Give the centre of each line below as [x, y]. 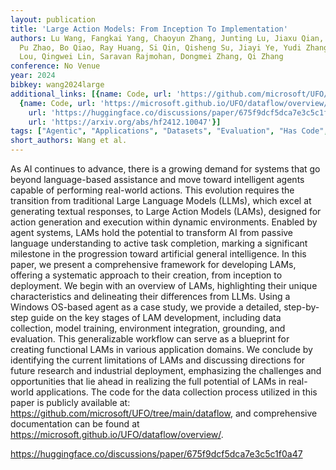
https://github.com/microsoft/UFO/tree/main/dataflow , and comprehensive [164, 413]
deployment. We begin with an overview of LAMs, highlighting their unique [164, 285]
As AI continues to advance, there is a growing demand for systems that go [165, 169]
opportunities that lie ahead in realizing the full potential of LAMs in [148, 381]
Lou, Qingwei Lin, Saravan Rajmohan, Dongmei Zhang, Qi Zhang [151, 57]
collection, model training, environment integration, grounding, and [148, 328]
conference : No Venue [55, 66]
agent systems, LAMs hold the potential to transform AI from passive [152, 232]
